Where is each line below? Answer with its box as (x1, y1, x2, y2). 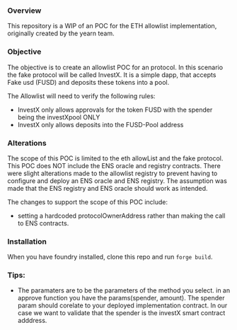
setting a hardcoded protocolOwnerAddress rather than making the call (17, 211, 226, 220)
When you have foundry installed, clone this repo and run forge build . (7, 253, 213, 261)
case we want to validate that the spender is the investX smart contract (17, 309, 226, 317)
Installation (7, 236, 47, 246)
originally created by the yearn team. (7, 29, 115, 37)
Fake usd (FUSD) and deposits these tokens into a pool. (7, 78, 170, 86)
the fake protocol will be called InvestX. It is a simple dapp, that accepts (7, 70, 216, 79)
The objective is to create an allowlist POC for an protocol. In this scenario (7, 63, 224, 71)
